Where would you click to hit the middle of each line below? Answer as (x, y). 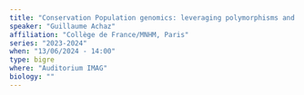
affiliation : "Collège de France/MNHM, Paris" (99, 34)
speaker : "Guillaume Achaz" (63, 26)
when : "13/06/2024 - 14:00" (63, 52)
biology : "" (32, 77)
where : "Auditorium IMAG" (58, 69)
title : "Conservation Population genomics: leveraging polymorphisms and (152, 18)
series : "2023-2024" (49, 43)
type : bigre (32, 60)
